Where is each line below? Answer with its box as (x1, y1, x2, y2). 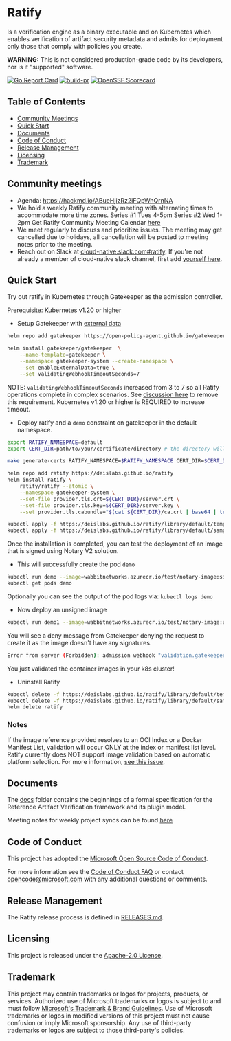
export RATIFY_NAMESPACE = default (7, 438, 103, 446)
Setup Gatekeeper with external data (16, 320, 122, 328)
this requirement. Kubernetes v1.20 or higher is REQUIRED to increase (7, 397, 205, 406)
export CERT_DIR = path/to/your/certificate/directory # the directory (7, 445, 211, 452)
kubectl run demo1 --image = (7, 618, 88, 626)
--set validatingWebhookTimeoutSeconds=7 (19, 370, 140, 377)
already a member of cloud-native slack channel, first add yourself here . (16, 254, 222, 262)
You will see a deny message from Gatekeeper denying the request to (7, 631, 205, 640)
